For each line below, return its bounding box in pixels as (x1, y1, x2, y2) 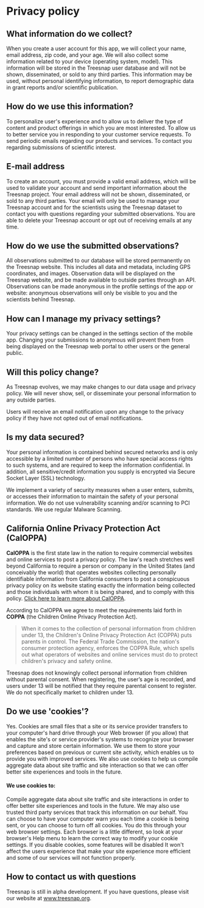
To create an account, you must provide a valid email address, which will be (6, 177, 197, 185)
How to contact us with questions (6, 872, 136, 882)
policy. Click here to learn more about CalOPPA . (6, 595, 126, 602)
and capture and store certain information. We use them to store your (6, 742, 180, 749)
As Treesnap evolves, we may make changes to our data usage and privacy (6, 383, 196, 390)
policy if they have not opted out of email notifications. (6, 414, 143, 422)
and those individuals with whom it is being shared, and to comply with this (6, 588, 195, 595)
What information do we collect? (6, 29, 133, 39)
